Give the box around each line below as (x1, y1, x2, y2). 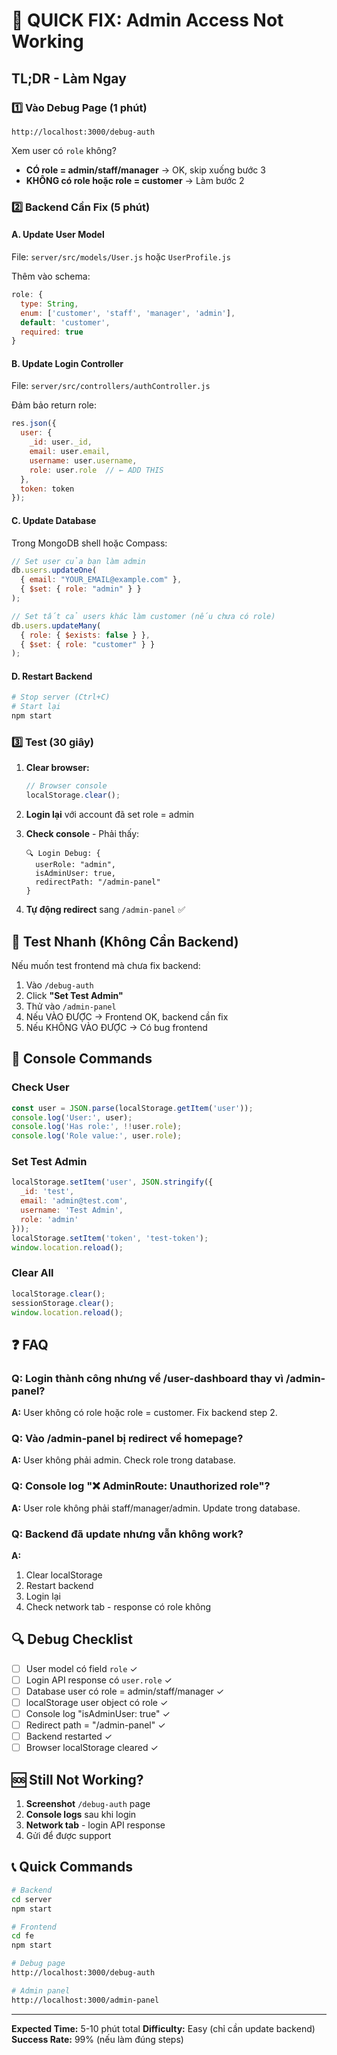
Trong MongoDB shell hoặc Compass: (11, 537, 168, 549)
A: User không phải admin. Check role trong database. (11, 1454, 236, 1466)
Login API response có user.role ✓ (25, 1674, 173, 1686)
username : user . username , (29, 455, 138, 466)
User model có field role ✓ (25, 1662, 138, 1674)
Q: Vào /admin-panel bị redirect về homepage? (11, 1431, 244, 1445)
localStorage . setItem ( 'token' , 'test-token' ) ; (11, 1233, 209, 1243)
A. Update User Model (11, 229, 105, 241)
